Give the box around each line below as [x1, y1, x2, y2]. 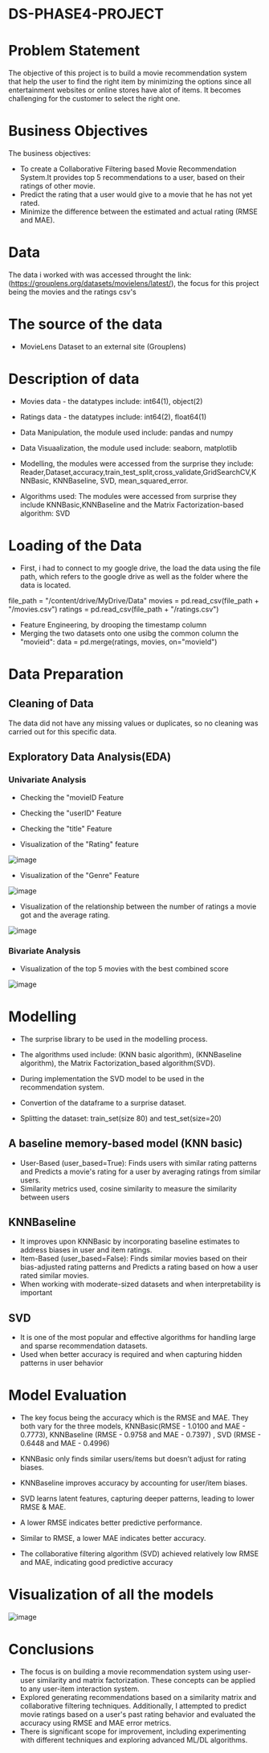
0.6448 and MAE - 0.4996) [19, 1439, 110, 1449]
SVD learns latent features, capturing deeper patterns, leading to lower [19, 1494, 255, 1503]
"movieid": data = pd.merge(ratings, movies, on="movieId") [19, 636, 218, 647]
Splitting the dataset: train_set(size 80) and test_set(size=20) [19, 1114, 222, 1123]
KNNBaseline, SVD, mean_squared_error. [52, 476, 189, 485]
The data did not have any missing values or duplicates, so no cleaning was [8, 718, 259, 728]
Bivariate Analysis [8, 946, 81, 957]
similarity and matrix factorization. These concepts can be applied [36, 1675, 255, 1685]
